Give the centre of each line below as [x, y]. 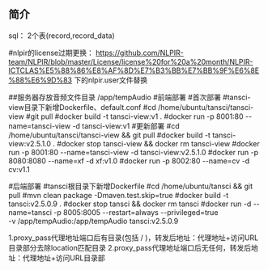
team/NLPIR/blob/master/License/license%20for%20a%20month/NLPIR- [131, 61]
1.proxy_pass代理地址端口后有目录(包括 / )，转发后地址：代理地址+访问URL [134, 238]
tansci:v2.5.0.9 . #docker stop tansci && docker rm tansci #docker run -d [130, 204]
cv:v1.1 [19, 169]
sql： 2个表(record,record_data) [62, 36]
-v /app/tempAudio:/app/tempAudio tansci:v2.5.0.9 [94, 221]
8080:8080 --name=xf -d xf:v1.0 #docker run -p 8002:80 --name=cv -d [129, 161]
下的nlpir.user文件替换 [111, 80]
